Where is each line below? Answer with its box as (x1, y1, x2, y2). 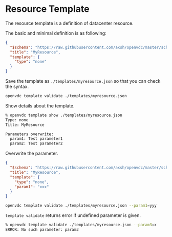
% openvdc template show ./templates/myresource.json (5, 113, 123, 118)
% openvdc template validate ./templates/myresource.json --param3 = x (5, 222, 157, 228)
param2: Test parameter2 (10, 141, 63, 147)
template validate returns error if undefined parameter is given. (5, 212, 141, 218)
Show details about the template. (5, 102, 75, 108)
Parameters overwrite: (5, 132, 54, 137)
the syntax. (5, 83, 29, 90)
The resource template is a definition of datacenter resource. (5, 20, 134, 26)
